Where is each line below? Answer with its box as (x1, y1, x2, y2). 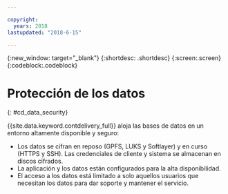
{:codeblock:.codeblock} (7, 61, 78, 70)
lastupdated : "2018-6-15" (7, 29, 82, 36)
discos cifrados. (17, 157, 64, 166)
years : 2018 (13, 22, 48, 30)
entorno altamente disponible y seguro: (7, 129, 120, 137)
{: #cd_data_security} (7, 108, 68, 117)
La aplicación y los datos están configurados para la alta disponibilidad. (17, 164, 221, 173)
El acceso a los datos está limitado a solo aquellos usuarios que (17, 172, 199, 180)
